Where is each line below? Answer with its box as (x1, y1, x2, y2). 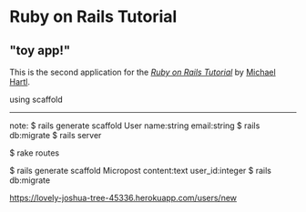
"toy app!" (9, 43, 71, 58)
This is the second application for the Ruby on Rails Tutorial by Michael (9, 66, 276, 77)
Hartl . (9, 76, 30, 87)
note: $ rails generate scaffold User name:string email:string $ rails (9, 120, 260, 131)
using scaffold (9, 94, 64, 105)
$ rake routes (9, 147, 60, 158)
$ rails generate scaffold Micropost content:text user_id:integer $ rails (9, 166, 271, 176)
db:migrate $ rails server (9, 130, 102, 140)
